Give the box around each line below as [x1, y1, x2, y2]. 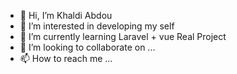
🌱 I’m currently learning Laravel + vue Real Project [19, 31, 227, 42]
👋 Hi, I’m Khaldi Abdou [19, 10, 113, 21]
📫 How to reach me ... [19, 53, 113, 64]
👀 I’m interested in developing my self [19, 20, 175, 32]
